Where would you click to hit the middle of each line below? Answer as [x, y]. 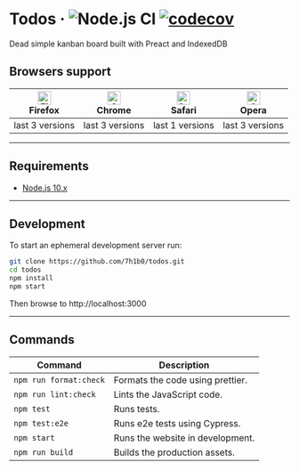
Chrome [114, 109]
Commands [42, 340]
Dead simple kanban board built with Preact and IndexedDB [119, 44]
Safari [184, 109]
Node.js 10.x [45, 188]
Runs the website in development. [184, 438]
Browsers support [60, 72]
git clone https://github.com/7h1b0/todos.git [97, 262]
